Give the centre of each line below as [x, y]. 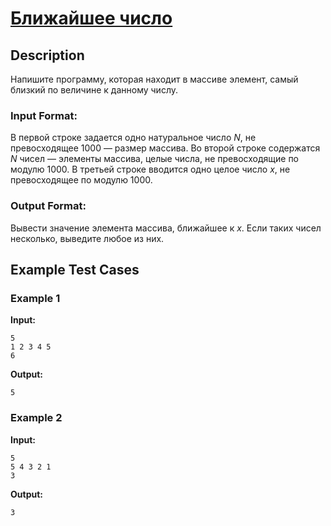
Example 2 [36, 418]
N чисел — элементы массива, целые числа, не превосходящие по [155, 159]
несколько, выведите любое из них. [87, 238]
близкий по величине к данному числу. [94, 90]
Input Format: [44, 115]
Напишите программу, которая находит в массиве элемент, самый [154, 79]
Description [47, 55]
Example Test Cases [75, 269]
